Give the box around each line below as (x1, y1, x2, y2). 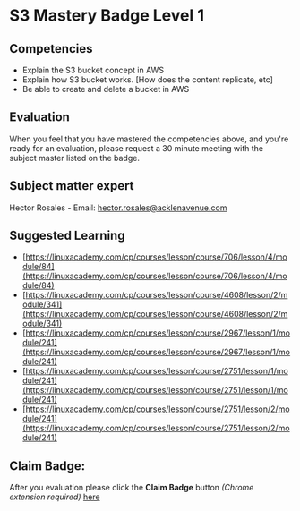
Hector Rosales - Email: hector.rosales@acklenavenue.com (9, 202, 227, 213)
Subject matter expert (9, 178, 134, 193)
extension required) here (9, 491, 100, 502)
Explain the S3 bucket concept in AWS (21, 64, 164, 75)
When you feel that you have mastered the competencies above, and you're (9, 133, 289, 144)
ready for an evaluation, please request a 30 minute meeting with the (9, 142, 264, 153)
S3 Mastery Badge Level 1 (9, 5, 204, 26)
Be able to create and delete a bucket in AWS (21, 84, 190, 94)
